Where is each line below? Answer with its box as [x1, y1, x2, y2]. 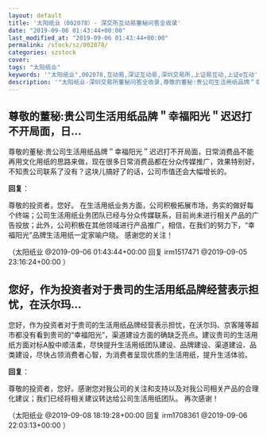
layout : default [8, 11, 62, 20]
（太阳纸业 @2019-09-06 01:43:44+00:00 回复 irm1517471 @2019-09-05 [8, 247, 248, 257]
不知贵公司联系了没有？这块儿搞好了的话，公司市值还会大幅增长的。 [8, 167, 231, 176]
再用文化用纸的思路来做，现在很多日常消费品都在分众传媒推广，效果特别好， [8, 157, 259, 167]
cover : [8, 56, 30, 64]
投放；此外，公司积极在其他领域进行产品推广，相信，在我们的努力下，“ [14, 220, 249, 230]
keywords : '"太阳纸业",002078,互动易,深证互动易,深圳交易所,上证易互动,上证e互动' [8, 71, 258, 79]
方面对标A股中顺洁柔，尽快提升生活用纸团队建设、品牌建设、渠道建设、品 [14, 340, 257, 350]
